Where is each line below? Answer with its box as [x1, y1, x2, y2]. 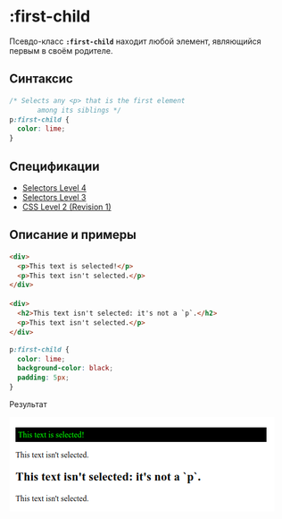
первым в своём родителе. [9, 45, 113, 55]
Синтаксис [9, 72, 73, 87]
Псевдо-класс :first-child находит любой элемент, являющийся [9, 36, 261, 47]
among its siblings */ [37, 106, 122, 115]
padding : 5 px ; [17, 373, 70, 382]
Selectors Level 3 [21, 191, 87, 202]
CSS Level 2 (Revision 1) [21, 201, 112, 212]
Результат [9, 399, 47, 409]
